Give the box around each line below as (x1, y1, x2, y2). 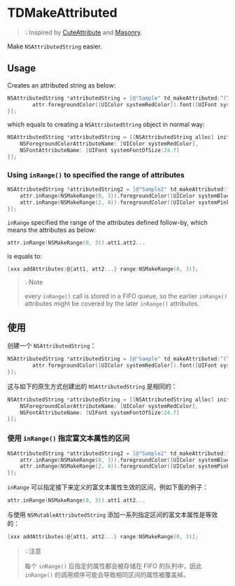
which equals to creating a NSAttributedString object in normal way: (7, 121, 205, 129)
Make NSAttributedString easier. (7, 42, 103, 50)
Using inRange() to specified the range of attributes (7, 170, 185, 179)
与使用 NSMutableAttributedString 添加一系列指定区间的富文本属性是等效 (7, 510, 218, 519)
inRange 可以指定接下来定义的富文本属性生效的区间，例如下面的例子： (7, 483, 209, 491)
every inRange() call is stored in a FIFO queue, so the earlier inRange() (24, 292, 228, 301)
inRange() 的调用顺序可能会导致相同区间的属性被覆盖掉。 (24, 570, 190, 579)
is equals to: (7, 252, 43, 260)
